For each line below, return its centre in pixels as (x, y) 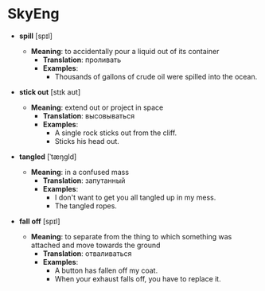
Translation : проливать (82, 60)
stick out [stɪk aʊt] (50, 91)
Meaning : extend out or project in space (97, 107)
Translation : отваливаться (87, 253)
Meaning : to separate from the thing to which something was (131, 236)
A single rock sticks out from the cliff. (116, 133)
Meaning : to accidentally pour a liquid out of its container (125, 51)
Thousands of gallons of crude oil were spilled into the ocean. (156, 76)
